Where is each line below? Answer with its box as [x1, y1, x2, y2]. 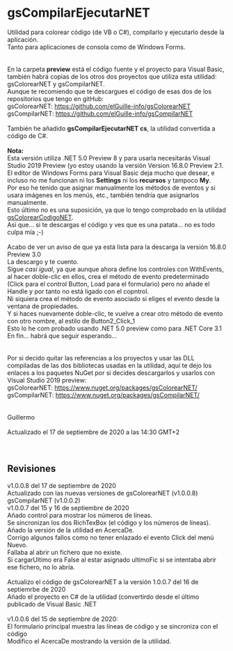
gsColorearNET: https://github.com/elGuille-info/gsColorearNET [7, 102, 191, 110]
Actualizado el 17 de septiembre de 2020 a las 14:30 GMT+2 [7, 427, 179, 436]
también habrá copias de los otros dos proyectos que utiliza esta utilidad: [7, 72, 217, 81]
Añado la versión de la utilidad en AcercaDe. [7, 526, 134, 534]
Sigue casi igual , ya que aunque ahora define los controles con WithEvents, [7, 265, 224, 273]
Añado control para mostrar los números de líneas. [7, 511, 153, 519]
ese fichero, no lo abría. [7, 562, 75, 571]
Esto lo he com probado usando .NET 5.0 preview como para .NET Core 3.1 [7, 324, 223, 332]
